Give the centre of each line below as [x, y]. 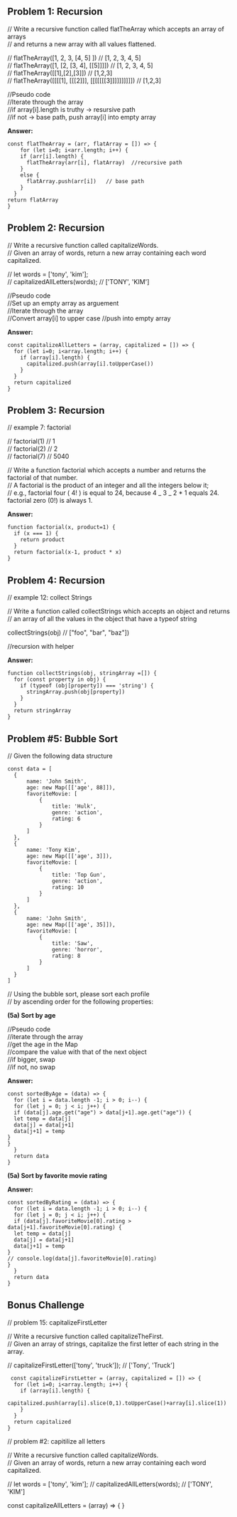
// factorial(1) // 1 [31, 442]
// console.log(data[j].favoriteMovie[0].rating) [82, 1259]
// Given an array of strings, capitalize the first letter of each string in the [113, 1344]
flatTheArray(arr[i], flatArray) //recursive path [104, 162]
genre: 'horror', [77, 950]
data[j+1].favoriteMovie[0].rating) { [65, 1228]
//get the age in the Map [43, 1044]
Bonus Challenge [46, 1305]
